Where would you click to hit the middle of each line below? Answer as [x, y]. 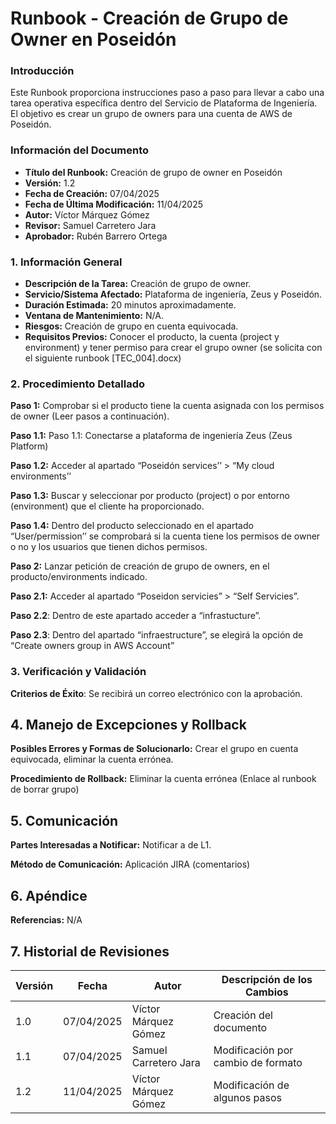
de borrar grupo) [45, 789]
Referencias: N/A [46, 920]
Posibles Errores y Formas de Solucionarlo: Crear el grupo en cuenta [154, 749]
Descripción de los [267, 979]
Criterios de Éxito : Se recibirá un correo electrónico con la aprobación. [156, 693]
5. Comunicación [64, 820]
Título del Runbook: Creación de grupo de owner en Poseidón [153, 172]
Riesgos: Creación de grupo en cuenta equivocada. [131, 326]
